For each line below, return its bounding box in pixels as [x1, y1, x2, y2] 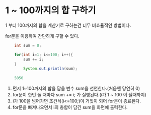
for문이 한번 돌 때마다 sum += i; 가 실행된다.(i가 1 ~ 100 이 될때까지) [12, 92, 147, 98]
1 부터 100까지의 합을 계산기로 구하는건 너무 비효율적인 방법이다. [5, 22, 131, 28]
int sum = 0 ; [14, 43, 42, 48]
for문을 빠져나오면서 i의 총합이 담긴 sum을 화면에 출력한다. [12, 104, 128, 110]
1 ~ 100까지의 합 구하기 [5, 5, 96, 16]
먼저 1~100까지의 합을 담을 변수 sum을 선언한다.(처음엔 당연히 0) [12, 85, 140, 91]
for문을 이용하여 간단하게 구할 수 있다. [5, 33, 80, 39]
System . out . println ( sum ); [23, 66, 78, 71]
